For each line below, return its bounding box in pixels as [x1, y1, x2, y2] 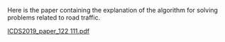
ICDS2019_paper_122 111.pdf [7, 27, 90, 35]
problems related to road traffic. [7, 13, 101, 22]
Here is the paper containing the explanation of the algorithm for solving [7, 6, 219, 14]
